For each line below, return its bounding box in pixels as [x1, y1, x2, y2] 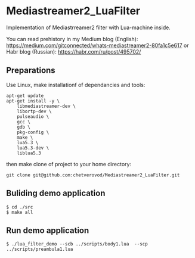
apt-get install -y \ [6, 98, 60, 104]
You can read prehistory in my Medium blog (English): [6, 35, 138, 42]
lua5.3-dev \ [17, 145, 49, 151]
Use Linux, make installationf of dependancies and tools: [6, 81, 146, 88]
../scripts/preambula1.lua [6, 246, 73, 253]
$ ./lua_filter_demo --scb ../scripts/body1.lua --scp [6, 241, 148, 247]
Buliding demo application [6, 188, 106, 198]
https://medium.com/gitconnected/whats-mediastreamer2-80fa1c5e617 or [6, 42, 189, 49]
